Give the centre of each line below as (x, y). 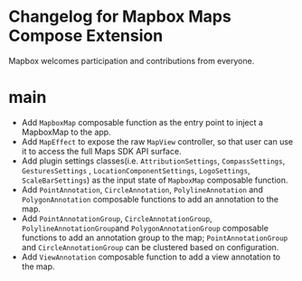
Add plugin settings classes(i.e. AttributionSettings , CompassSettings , (153, 161)
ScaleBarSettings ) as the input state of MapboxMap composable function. (155, 180)
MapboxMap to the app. (66, 132)
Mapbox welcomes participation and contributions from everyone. (132, 61)
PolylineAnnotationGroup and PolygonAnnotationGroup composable (145, 228)
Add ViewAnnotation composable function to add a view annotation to (151, 257)
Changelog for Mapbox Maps (120, 17)
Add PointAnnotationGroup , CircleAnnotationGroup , (117, 218)
